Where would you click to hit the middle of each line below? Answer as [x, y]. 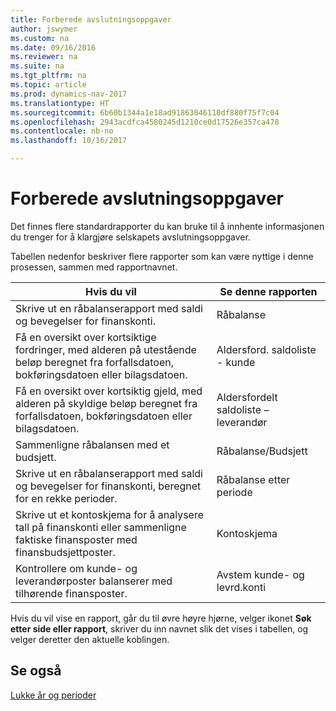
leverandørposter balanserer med [94, 581]
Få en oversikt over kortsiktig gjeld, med [109, 391]
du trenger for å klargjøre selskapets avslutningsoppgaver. [130, 237]
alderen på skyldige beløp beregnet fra [106, 403]
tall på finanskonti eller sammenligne [101, 527]
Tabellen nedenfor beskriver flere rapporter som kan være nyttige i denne [162, 256]
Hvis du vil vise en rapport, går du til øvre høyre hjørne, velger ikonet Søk [161, 618]
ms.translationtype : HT [60, 103]
